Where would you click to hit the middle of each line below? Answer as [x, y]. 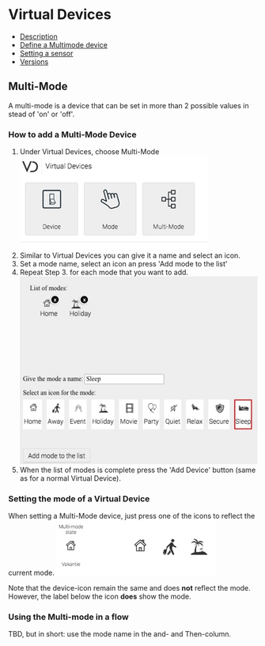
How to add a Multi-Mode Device [72, 134]
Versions [34, 62]
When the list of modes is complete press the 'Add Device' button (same [138, 470]
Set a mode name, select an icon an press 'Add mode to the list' [123, 264]
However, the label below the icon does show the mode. [100, 596]
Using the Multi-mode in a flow [68, 617]
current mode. [32, 572]
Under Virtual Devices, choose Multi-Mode [89, 152]
